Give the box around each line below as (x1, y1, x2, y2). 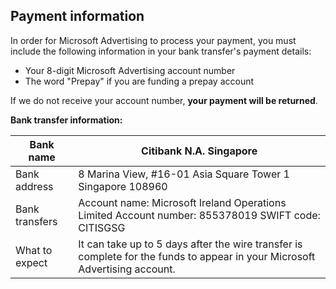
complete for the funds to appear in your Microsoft (78, 249, 316, 263)
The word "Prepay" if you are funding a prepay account (24, 75, 255, 87)
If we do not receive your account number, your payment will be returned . (10, 94, 318, 106)
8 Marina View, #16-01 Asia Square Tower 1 (78, 167, 290, 181)
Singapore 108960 (78, 179, 168, 193)
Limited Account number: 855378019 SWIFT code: (78, 208, 321, 222)
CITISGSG (78, 220, 126, 234)
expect (15, 255, 48, 269)
